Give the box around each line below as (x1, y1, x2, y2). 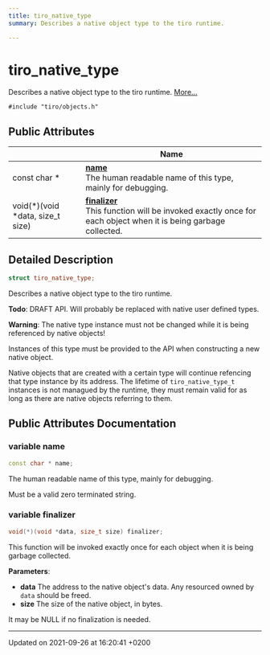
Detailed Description (8, 252, 114, 266)
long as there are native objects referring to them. (8, 393, 173, 403)
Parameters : (8, 566, 51, 575)
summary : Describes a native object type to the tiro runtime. (8, 19, 225, 27)
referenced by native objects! (8, 328, 106, 338)
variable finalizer (8, 510, 76, 521)
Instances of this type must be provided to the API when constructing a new (8, 343, 260, 354)
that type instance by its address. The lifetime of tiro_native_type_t (8, 376, 235, 386)
